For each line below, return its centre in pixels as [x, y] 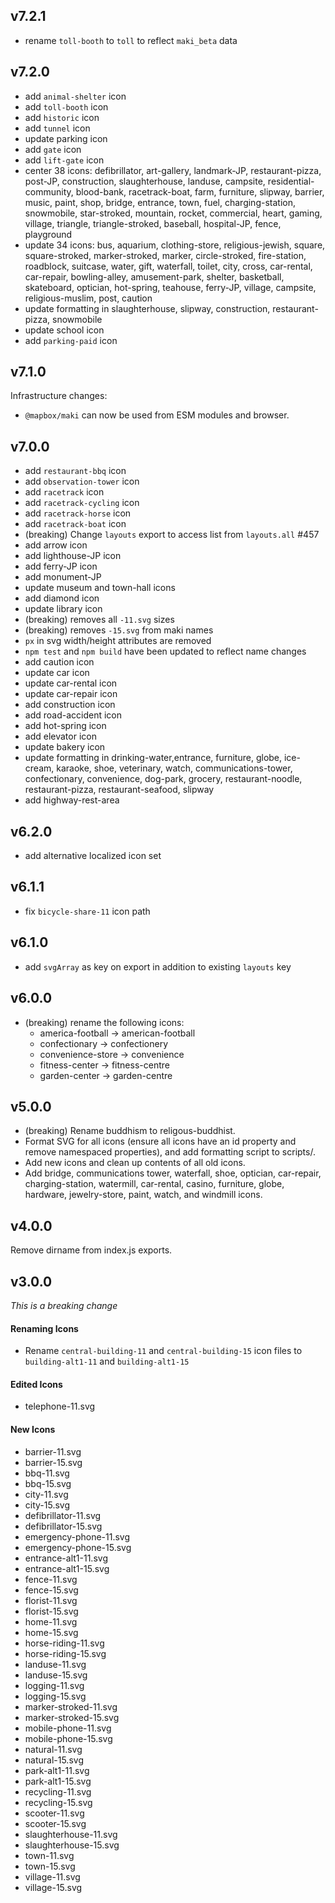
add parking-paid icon [71, 340]
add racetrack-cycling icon [82, 503]
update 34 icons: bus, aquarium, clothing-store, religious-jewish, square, [175, 245]
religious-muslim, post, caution [88, 298]
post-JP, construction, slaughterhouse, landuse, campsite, [145, 181]
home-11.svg [51, 1621]
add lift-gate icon [64, 160]
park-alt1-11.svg [57, 1770]
